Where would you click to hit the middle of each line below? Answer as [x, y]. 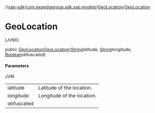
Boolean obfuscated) [25, 54]
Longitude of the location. [67, 96]
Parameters [17, 65]
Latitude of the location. [65, 88]
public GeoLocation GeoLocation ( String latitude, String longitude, [69, 49]
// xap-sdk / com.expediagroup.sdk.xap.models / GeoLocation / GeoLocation [77, 7]
